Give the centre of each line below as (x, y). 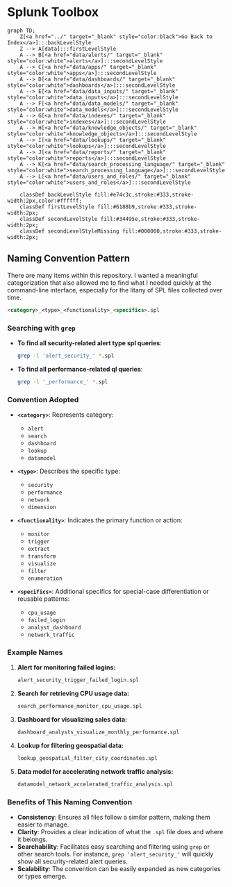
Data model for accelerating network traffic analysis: (95, 771)
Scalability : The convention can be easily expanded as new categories (119, 868)
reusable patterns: (43, 599)
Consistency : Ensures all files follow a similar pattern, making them (114, 817)
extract (39, 549)
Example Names (35, 652)
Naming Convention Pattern (69, 259)
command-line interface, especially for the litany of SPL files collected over (115, 290)
